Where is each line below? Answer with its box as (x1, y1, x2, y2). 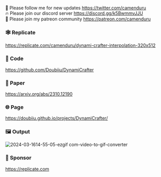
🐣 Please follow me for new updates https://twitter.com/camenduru (5, 5, 146, 11)
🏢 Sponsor (5, 154, 32, 161)
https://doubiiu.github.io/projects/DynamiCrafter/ (5, 115, 108, 122)
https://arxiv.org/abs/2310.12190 (5, 91, 73, 97)
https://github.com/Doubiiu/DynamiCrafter (5, 67, 94, 73)
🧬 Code (5, 55, 24, 62)
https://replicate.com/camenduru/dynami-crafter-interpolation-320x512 (5, 42, 156, 48)
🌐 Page (5, 103, 24, 110)
